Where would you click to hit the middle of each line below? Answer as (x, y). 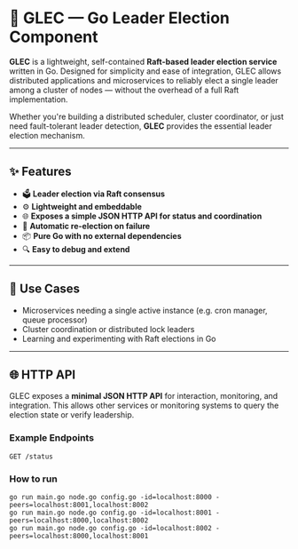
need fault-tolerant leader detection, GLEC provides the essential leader (141, 126)
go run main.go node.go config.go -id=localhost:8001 (111, 513)
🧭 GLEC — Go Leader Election (120, 18)
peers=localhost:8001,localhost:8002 (79, 505)
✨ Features (40, 172)
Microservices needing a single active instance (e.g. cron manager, (145, 310)
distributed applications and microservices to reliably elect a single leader (144, 80)
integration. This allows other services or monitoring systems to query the (144, 406)
